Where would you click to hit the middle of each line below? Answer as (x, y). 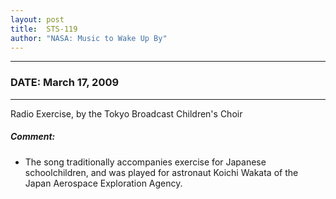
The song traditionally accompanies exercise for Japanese (145, 162)
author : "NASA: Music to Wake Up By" (89, 38)
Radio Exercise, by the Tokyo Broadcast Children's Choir (126, 113)
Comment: (33, 137)
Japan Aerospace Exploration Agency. (103, 183)
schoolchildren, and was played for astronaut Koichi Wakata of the (161, 172)
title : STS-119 (44, 29)
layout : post (37, 19)
